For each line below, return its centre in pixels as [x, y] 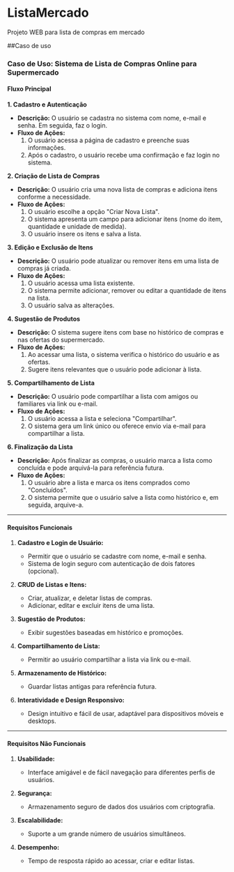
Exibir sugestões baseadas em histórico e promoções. [106, 633]
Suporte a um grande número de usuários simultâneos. [107, 834]
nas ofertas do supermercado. [61, 340]
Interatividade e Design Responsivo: [71, 700]
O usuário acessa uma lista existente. [81, 283]
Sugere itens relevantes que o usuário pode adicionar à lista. [115, 369]
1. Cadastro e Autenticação [47, 105]
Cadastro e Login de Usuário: [60, 543]
